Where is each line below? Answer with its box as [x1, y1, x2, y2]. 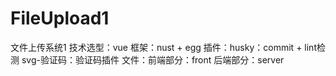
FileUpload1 [10, 7, 110, 30]
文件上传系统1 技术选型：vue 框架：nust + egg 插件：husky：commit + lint [10, 41, 317, 53]
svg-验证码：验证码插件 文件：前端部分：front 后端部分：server [21, 53, 285, 66]
